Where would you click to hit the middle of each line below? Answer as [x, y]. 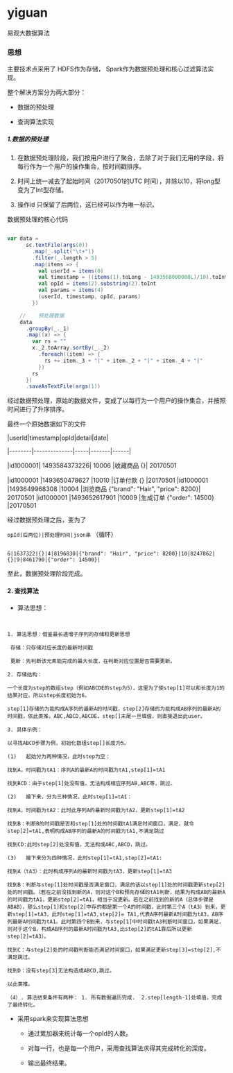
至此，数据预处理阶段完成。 [47, 574]
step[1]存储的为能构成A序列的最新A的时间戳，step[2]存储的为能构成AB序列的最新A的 [114, 709]
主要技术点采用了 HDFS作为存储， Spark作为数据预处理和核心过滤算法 [107, 69]
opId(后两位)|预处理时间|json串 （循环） [62, 535]
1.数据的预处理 [28, 139]
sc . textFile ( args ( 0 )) [57, 245]
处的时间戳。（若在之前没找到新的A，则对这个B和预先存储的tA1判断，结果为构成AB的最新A [116, 892]
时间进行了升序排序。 [37, 409]
